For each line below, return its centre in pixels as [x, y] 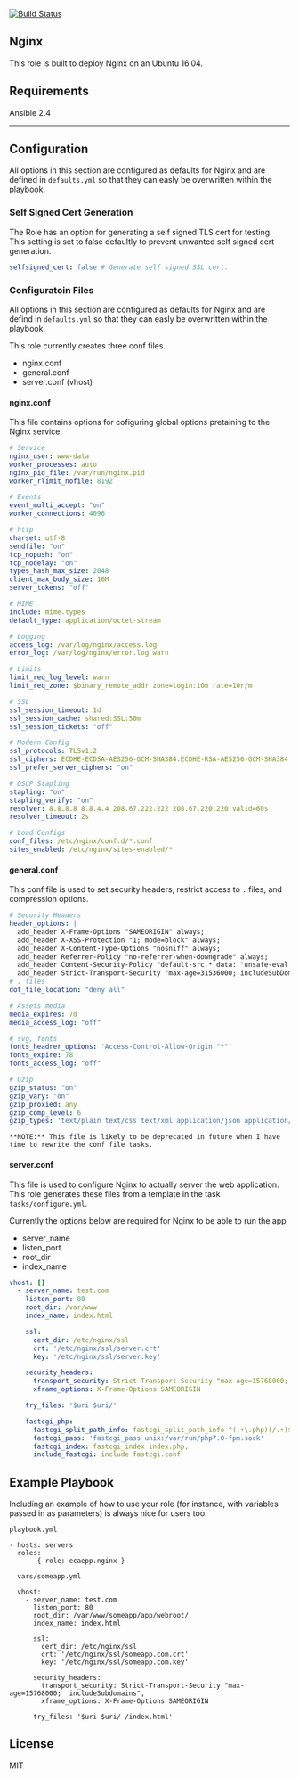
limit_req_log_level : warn [59, 677]
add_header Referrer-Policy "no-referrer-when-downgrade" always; [143, 957]
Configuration [49, 149]
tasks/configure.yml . [48, 1203]
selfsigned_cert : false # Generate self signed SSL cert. [119, 267]
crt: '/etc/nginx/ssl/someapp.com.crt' [115, 1655]
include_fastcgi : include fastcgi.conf [106, 1454]
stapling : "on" [37, 792]
